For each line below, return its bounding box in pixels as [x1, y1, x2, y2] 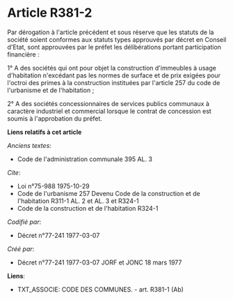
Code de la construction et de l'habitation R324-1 [17, 204, 159, 212]
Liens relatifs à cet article [7, 128, 82, 136]
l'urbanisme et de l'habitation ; [7, 86, 95, 94]
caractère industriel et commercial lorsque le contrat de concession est [7, 107, 212, 115]
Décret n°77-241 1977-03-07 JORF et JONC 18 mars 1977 [17, 258, 182, 267]
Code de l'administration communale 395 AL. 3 [17, 155, 153, 163]
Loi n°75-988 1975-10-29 [17, 181, 90, 190]
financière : [7, 50, 40, 59]
